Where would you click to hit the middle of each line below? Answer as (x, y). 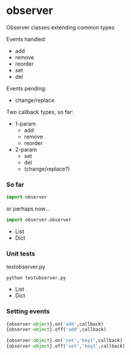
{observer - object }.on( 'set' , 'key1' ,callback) (64, 340)
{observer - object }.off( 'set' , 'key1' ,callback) (66, 347)
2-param (26, 149)
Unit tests (21, 254)
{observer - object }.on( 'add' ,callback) (55, 324)
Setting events (28, 311)
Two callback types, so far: (40, 112)
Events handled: (26, 39)
